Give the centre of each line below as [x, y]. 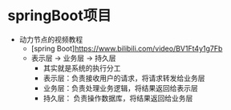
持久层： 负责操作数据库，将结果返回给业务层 [118, 98]
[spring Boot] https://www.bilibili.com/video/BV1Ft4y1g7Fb [127, 48]
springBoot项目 [59, 16]
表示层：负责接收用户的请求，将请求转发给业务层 [124, 78]
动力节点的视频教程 [51, 39]
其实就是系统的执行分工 [82, 67]
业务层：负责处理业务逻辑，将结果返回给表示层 [120, 88]
